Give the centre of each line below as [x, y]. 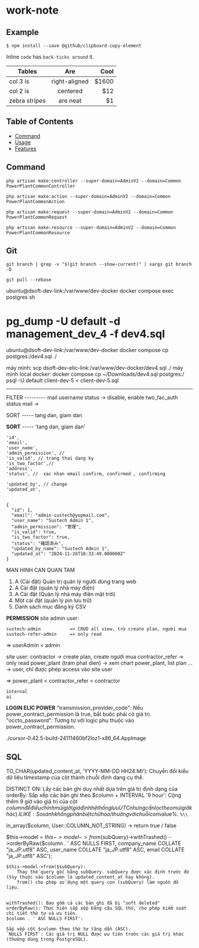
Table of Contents [40, 122]
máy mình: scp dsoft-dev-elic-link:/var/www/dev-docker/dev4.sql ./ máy [95, 368]
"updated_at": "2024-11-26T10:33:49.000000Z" [69, 554]
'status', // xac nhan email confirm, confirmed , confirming [86, 474]
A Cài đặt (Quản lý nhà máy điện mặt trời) [65, 594]
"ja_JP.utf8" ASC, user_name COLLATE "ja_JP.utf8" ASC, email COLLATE [95, 850]
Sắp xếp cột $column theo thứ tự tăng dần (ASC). [69, 929]
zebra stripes [28, 100]
